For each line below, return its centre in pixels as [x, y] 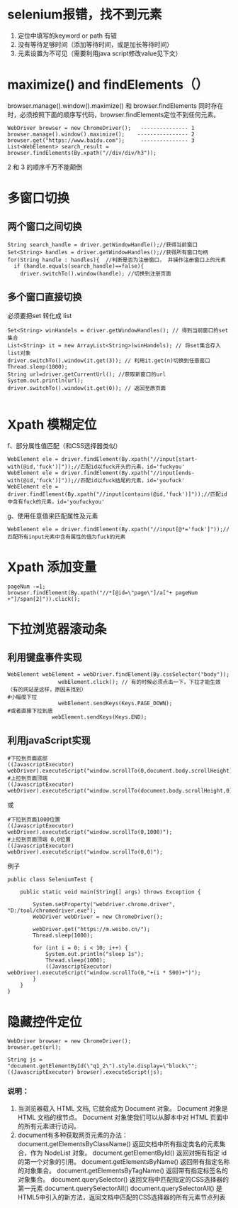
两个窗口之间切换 [45, 227]
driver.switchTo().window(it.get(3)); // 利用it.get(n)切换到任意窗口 [109, 360]
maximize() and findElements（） [108, 85]
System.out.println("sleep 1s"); [94, 954]
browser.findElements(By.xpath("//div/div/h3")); [82, 153]
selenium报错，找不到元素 [85, 15]
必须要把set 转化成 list [40, 315]
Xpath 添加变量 [52, 567]
